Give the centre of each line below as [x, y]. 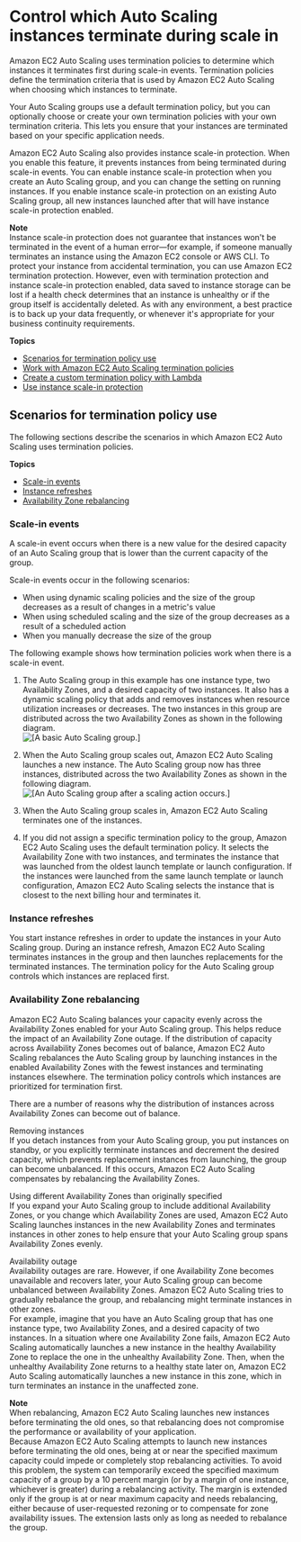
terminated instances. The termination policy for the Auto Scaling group [142, 967]
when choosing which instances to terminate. [93, 89]
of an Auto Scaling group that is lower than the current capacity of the [139, 553]
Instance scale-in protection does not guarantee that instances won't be [143, 237]
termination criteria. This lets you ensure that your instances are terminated [149, 126]
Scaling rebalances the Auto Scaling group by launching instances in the [143, 1057]
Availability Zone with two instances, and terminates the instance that [150, 857]
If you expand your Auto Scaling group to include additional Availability [140, 1205]
